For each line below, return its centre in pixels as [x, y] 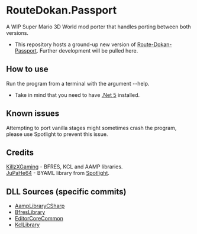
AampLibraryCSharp [40, 206]
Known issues [33, 114]
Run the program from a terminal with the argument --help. [78, 83]
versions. [17, 32]
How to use [27, 69]
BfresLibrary [30, 212]
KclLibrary [27, 225]
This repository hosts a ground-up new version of [75, 44]
